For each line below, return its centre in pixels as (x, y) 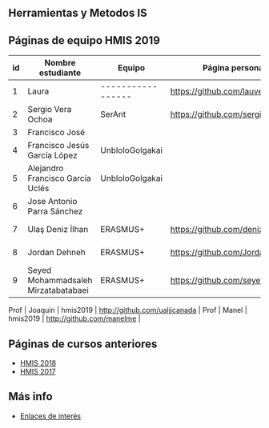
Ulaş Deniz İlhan (58, 230)
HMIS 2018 (38, 363)
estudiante (60, 73)
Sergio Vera (50, 110)
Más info (31, 396)
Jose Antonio (52, 202)
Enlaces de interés (50, 416)
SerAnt (113, 114)
